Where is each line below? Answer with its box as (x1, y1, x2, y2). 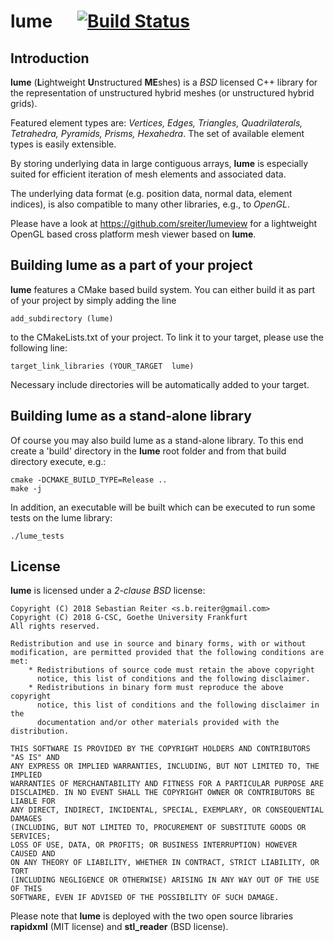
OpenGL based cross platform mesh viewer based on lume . (10, 228, 257, 240)
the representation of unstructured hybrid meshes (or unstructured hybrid (10, 87, 315, 99)
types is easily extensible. (10, 138, 117, 150)
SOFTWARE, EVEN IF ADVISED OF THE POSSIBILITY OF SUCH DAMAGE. (10, 893, 280, 903)
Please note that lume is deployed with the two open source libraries (10, 910, 294, 922)
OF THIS (10, 884, 43, 894)
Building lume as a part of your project (10, 257, 253, 274)
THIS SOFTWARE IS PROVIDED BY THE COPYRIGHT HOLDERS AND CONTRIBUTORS (10, 744, 311, 754)
